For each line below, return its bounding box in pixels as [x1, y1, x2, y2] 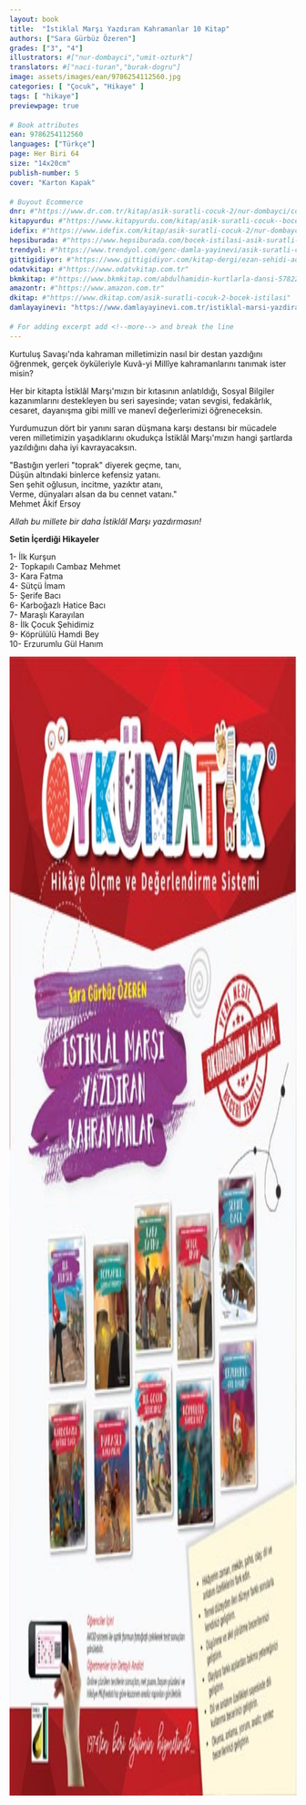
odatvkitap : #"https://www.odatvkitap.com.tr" [9, 264, 189, 273]
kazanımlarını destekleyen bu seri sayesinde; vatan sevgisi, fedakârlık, [9, 395, 273, 405]
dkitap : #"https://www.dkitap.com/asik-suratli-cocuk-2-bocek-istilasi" [9, 293, 291, 303]
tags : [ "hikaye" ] [9, 91, 79, 100]
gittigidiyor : [9, 255, 64, 264]
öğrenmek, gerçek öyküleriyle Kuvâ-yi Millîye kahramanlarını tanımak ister [9, 358, 287, 369]
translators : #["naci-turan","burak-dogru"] [9, 63, 181, 72]
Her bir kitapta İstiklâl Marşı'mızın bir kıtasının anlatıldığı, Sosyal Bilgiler [9, 385, 275, 396]
